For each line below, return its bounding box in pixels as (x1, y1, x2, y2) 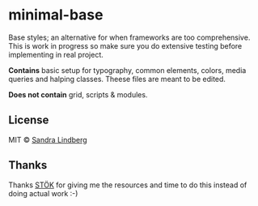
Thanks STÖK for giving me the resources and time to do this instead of (8, 180, 247, 190)
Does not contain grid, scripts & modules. (8, 89, 148, 99)
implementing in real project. (8, 49, 104, 59)
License (8, 114, 49, 127)
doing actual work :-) (8, 188, 78, 198)
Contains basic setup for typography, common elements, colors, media (8, 65, 247, 75)
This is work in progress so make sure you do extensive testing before (8, 41, 243, 50)
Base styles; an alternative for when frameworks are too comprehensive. (8, 32, 251, 42)
